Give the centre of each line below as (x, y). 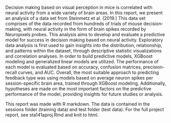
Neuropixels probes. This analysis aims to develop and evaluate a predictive (85, 34)
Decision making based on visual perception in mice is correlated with (79, 7)
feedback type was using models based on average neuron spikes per (79, 78)
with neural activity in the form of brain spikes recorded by (85, 29)
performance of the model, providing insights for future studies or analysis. (84, 94)
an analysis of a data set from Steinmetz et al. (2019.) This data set (76, 18)
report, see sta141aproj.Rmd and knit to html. (52, 115)
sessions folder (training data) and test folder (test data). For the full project (85, 109)
